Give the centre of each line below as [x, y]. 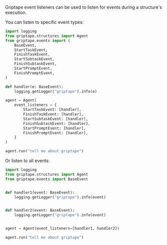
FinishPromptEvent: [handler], [56, 133]
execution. [16, 12]
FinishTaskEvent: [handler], [53, 114]
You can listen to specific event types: [44, 22]
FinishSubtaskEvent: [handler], [57, 123]
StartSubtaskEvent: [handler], [56, 119]
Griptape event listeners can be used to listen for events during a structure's [84, 7]
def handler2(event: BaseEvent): [40, 211]
